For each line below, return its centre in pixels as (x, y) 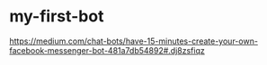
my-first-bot (57, 16)
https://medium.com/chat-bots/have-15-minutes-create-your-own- (134, 41)
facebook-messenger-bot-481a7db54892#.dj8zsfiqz (107, 50)
